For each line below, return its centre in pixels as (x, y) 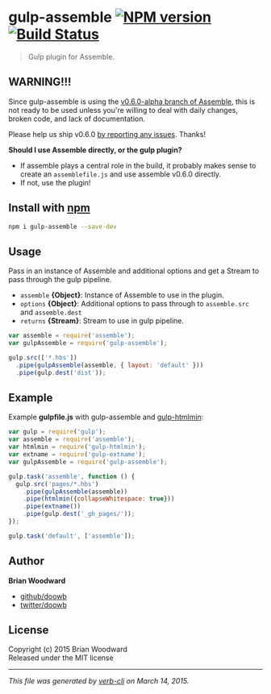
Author (26, 561)
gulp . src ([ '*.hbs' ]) (43, 358)
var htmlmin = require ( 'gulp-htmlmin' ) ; (77, 447)
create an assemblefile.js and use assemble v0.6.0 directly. (121, 174)
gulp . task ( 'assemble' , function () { (72, 476)
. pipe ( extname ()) (52, 507)
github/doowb (43, 596)
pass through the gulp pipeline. (60, 280)
